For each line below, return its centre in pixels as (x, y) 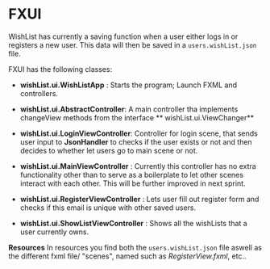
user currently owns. (54, 232)
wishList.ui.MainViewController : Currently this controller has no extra (138, 166)
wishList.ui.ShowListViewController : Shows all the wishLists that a (133, 223)
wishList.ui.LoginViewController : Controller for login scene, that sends (139, 133)
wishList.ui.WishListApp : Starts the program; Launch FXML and (129, 85)
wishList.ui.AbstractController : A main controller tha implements (129, 109)
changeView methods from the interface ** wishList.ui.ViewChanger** (137, 117)
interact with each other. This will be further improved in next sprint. (133, 183)
